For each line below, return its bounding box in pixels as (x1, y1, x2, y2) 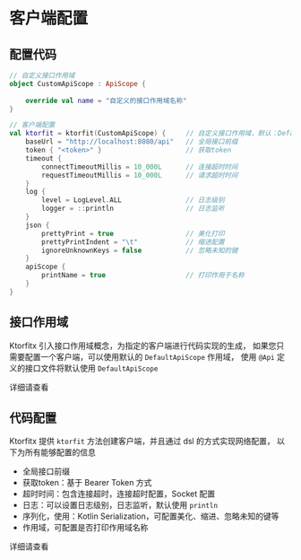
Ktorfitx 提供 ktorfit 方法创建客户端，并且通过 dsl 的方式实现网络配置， (9, 436, 275, 447)
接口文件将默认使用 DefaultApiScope (24, 363, 159, 373)
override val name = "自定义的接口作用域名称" (25, 96, 188, 105)
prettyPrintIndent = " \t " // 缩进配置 (41, 237, 226, 247)
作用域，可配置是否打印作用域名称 (21, 522, 149, 533)
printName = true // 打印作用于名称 (41, 271, 245, 280)
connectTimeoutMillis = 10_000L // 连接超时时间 (41, 162, 238, 171)
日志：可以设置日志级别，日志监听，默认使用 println (21, 500, 218, 511)
